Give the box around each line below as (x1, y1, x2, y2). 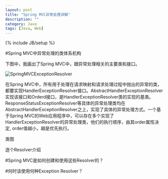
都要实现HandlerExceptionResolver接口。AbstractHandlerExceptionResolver (5, 87, 163, 94)
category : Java (5, 21, 37, 27)
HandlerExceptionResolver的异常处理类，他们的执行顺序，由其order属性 (5, 119, 154, 125)
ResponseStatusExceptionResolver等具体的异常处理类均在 (5, 100, 126, 106)
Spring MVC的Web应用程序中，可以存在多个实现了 (9, 113, 114, 119)
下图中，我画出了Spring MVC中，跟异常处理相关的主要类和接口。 (5, 61, 140, 67)
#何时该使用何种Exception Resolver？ (5, 168, 83, 174)
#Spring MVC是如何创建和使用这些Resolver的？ (5, 157, 104, 163)
